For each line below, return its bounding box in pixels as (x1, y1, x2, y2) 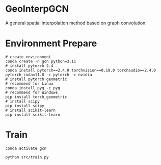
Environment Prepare (5, 38, 97, 49)
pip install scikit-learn (5, 112, 60, 117)
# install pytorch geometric (5, 77, 67, 82)
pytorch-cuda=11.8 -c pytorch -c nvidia (5, 72, 93, 77)
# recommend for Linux (5, 81, 53, 86)
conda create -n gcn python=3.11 (5, 59, 76, 64)
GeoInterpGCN (5, 3, 69, 15)
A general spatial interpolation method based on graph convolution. (5, 20, 147, 26)
